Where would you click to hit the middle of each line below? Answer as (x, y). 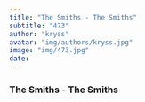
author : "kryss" (39, 34)
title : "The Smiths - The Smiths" (73, 17)
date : (19, 59)
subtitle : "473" (39, 26)
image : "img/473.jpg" (49, 51)
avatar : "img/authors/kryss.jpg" (71, 42)
